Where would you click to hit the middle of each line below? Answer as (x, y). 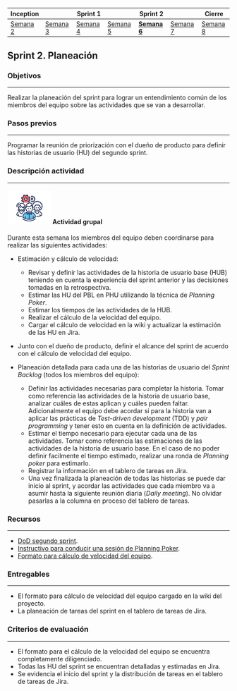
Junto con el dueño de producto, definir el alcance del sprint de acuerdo (123, 345)
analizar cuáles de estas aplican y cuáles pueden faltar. (108, 403)
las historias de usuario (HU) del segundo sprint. (78, 153)
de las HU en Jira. (54, 332)
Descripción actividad (46, 171)
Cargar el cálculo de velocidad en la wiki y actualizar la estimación (124, 324)
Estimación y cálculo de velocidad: (68, 259)
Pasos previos (32, 123)
